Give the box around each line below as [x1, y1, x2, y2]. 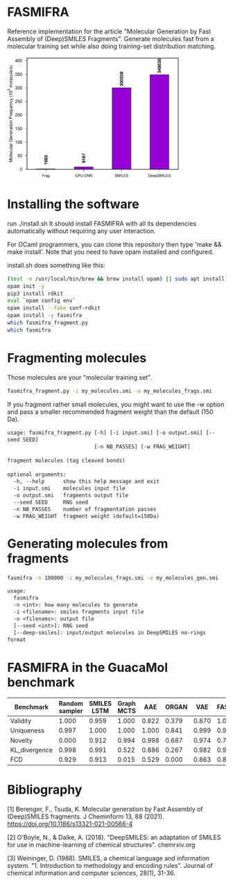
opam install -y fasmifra [7, 312, 82, 319]
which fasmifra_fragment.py [7, 319, 89, 326]
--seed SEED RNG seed [13, 499, 89, 506]
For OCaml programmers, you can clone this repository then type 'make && [7, 240, 222, 248]
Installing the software [7, 196, 140, 212]
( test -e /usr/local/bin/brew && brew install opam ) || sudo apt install [7, 275, 225, 282]
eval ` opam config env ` [7, 297, 76, 305]
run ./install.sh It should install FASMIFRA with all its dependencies [7, 219, 196, 227]
